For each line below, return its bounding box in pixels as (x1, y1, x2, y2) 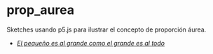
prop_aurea (6, 2, 75, 18)
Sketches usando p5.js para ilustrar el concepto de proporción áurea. (6, 25, 207, 34)
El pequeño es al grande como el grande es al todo (16, 39, 165, 47)
